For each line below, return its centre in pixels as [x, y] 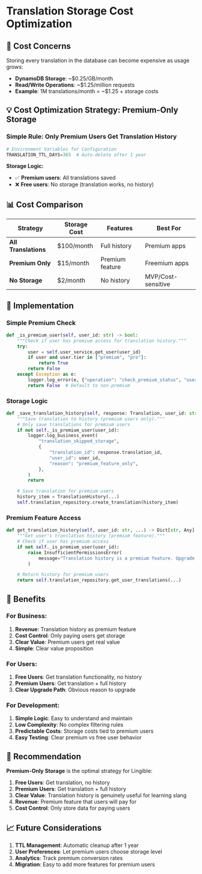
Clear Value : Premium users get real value [67, 642]
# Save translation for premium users [66, 491]
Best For [169, 228]
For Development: [33, 706]
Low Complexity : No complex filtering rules [69, 725]
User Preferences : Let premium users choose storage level [88, 852]
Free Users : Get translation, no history [62, 783]
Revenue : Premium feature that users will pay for [76, 802]
